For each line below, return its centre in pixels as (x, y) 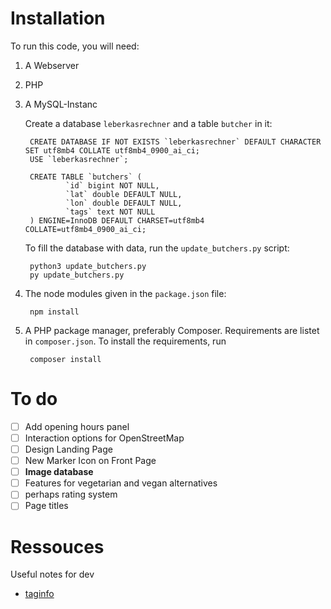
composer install (65, 359)
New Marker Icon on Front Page (90, 461)
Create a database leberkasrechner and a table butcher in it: (148, 123)
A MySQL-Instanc (61, 104)
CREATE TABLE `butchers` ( (85, 177)
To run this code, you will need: (75, 46)
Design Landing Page (68, 449)
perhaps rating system (71, 494)
